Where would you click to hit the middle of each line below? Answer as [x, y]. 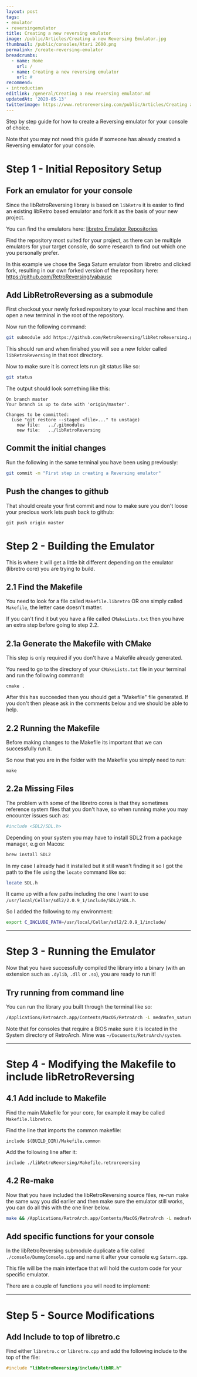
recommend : [19, 83]
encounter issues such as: [38, 815]
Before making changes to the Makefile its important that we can [84, 742]
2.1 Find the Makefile [45, 587]
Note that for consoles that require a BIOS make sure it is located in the [92, 1029]
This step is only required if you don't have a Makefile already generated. [94, 658]
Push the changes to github [57, 492]
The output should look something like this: [58, 388]
